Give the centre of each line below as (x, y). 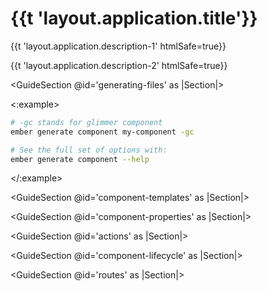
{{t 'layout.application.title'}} (134, 18)
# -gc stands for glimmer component (86, 122)
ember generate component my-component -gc (102, 132)
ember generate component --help (80, 159)
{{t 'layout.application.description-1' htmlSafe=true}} (118, 46)
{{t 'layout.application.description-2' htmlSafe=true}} (119, 65)
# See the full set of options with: (89, 150)
